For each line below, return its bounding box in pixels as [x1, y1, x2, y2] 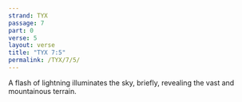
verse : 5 [8, 33, 38, 42]
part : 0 [8, 26, 34, 34]
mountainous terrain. [8, 86, 77, 96]
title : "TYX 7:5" [8, 49, 66, 57]
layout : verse [8, 41, 56, 49]
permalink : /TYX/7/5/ [8, 57, 81, 65]
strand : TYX [8, 11, 48, 20]
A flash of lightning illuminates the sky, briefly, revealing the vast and [8, 77, 235, 88]
